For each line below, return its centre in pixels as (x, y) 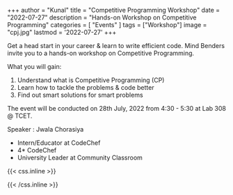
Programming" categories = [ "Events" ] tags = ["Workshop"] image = (107, 25)
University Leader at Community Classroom (80, 157)
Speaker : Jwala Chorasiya (46, 129)
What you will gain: (34, 67)
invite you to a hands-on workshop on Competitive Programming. (101, 53)
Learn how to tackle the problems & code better (86, 87)
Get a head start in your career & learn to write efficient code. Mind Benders (116, 46)
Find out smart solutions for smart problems (80, 95)
